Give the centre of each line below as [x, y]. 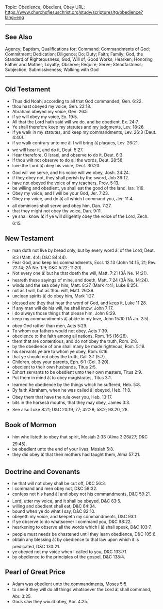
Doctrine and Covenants [42, 472]
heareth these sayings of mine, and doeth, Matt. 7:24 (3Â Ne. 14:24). [81, 280]
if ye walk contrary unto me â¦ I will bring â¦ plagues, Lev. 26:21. [75, 142]
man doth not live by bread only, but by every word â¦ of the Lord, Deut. [83, 250]
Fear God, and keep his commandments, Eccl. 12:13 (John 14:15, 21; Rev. [84, 262]
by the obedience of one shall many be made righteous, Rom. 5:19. [79, 347]
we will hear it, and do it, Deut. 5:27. [48, 150]
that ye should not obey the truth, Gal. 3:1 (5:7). [59, 357]
